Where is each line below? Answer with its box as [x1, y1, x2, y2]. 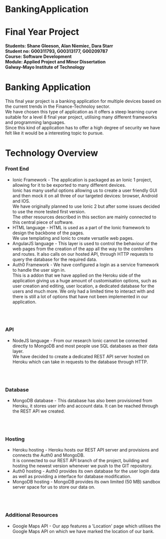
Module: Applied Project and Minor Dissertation [5, 59, 106, 65]
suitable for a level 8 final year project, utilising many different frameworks [5, 114, 158, 120]
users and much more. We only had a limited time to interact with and [12, 288, 155, 294]
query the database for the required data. [12, 256, 97, 262]
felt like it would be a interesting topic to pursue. [5, 130, 104, 136]
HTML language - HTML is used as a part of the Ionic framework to [12, 224, 150, 230]
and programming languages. [5, 119, 66, 125]
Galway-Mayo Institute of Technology [5, 64, 85, 70]
